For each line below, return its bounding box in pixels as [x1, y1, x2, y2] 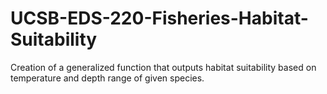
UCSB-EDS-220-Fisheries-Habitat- [10, 7, 309, 30]
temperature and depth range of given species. [10, 72, 205, 84]
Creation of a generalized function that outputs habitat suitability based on [10, 61, 317, 73]
